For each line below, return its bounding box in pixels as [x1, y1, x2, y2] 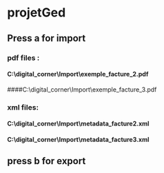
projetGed [7, 5, 66, 21]
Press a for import [7, 32, 86, 44]
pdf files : [7, 53, 40, 63]
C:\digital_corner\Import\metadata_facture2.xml [7, 119, 150, 128]
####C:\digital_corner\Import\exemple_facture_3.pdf [7, 85, 157, 94]
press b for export [7, 155, 86, 167]
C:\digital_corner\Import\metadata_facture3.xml [7, 135, 150, 143]
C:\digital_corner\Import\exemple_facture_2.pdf [7, 70, 149, 79]
